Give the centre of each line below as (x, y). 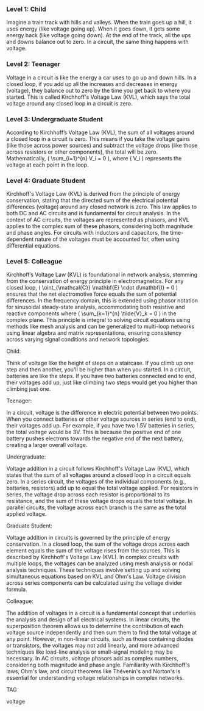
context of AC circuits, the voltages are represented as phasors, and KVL (98, 220)
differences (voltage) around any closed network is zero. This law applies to (101, 207)
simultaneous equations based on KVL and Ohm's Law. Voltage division (96, 577)
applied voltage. (26, 514)
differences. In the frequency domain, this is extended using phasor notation (102, 301)
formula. (17, 590)
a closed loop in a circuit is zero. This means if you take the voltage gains (98, 138)
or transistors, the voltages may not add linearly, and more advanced (93, 646)
